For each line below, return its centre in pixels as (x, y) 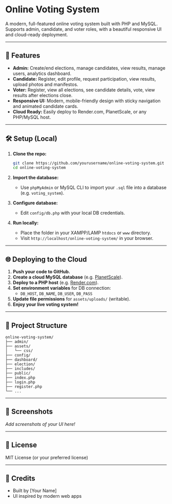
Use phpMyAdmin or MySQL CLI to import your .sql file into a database (93, 188)
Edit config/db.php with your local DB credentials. (73, 213)
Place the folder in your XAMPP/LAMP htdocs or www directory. (86, 233)
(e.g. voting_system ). (42, 193)
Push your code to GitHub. (41, 272)
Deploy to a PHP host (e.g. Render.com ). (56, 283)
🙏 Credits (20, 478)
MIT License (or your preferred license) (47, 457)
